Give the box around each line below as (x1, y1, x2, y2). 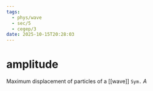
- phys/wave (12, 15, 42, 21)
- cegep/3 (12, 25, 36, 32)
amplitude (6, 58, 59, 72)
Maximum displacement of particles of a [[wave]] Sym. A (6, 78, 147, 85)
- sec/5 (12, 20, 32, 26)
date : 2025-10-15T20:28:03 (6, 32, 75, 38)
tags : (6, 8, 20, 15)
